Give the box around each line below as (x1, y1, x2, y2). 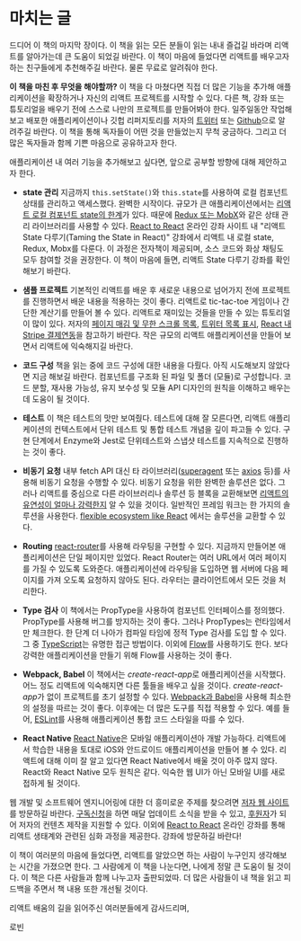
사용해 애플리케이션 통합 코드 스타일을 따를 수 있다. (66, 714, 244, 724)
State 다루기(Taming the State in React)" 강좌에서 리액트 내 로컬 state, (22, 231, 274, 243)
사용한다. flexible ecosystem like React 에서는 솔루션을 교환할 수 (46, 510, 277, 521)
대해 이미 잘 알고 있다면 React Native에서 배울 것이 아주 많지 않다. (46, 755, 278, 766)
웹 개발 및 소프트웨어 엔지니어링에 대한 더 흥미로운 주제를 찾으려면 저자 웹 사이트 (9, 796, 290, 807)
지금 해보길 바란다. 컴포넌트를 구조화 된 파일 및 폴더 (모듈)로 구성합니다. (31, 370, 282, 382)
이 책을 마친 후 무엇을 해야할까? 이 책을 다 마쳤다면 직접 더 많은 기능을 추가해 (9, 81, 276, 92)
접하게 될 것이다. (22, 777, 81, 788)
